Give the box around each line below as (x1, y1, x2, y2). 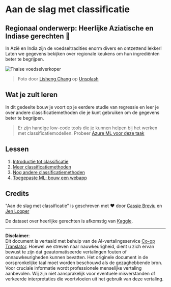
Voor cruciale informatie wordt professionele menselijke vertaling (5, 265, 142, 271)
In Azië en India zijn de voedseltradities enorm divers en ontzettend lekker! (5, 45, 162, 51)
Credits (5, 189, 30, 198)
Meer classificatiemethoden (12, 164, 71, 170)
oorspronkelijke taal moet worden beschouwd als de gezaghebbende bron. (5, 260, 163, 266)
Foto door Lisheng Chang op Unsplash (17, 76, 99, 82)
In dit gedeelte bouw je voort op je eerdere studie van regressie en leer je (5, 104, 159, 110)
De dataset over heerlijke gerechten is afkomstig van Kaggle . (5, 218, 133, 224)
